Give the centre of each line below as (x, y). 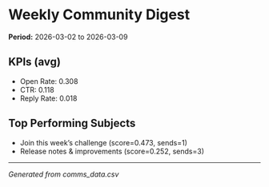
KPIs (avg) (35, 62)
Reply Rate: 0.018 (48, 98)
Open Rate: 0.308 (49, 81)
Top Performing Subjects (72, 123)
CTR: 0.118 (37, 90)
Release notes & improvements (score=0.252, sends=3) (112, 151)
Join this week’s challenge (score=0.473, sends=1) (104, 142)
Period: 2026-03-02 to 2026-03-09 (68, 37)
